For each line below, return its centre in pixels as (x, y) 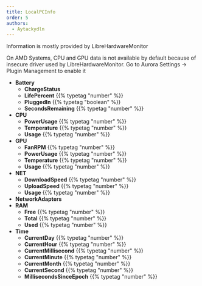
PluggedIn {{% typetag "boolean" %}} (72, 102)
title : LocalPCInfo (31, 12)
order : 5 (17, 18)
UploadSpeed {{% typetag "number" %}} (76, 186)
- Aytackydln (28, 29)
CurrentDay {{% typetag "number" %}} (74, 238)
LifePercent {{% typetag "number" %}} (74, 96)
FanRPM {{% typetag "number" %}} (70, 147)
